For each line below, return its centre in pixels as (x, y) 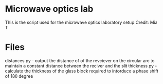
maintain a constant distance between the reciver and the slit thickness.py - (81, 66)
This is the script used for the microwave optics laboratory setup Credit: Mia (81, 22)
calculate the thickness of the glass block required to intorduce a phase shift (82, 71)
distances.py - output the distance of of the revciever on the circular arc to (80, 60)
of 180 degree (19, 76)
